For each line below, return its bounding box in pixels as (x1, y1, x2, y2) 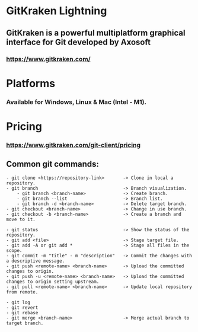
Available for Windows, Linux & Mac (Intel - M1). (6, 98, 147, 106)
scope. (6, 247, 23, 253)
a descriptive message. (6, 258, 65, 264)
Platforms (6, 76, 55, 90)
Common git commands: (6, 159, 100, 170)
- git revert (6, 304, 39, 311)
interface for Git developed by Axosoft (6, 37, 151, 47)
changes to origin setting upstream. (6, 279, 100, 285)
